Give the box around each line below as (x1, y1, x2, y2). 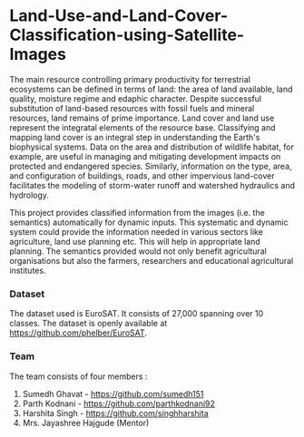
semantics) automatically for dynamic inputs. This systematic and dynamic (9, 217, 289, 228)
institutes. (9, 265, 46, 276)
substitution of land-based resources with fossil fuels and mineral (9, 102, 255, 113)
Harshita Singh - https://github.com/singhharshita (22, 407, 209, 418)
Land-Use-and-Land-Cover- (9, 5, 229, 26)
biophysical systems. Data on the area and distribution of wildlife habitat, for (9, 141, 295, 152)
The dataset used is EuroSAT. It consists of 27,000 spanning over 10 (9, 308, 264, 319)
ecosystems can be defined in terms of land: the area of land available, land (9, 83, 293, 94)
